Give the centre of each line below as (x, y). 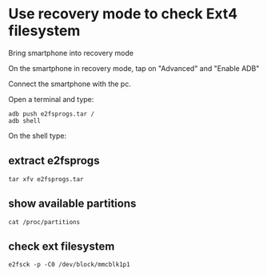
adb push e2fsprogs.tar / (51, 114)
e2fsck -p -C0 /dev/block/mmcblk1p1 (69, 265)
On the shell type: (37, 136)
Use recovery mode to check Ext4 (123, 14)
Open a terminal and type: (51, 99)
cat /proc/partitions (44, 222)
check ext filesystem (62, 246)
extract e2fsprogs (54, 161)
